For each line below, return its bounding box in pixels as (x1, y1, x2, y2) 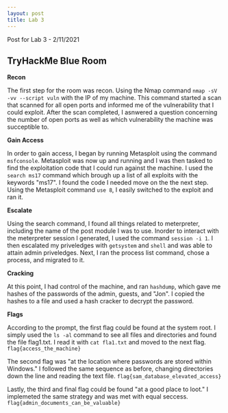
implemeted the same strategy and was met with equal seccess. (7, 392, 188, 401)
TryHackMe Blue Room (7, 55, 107, 66)
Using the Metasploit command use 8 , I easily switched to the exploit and (7, 186, 214, 194)
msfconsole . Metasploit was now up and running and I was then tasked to (7, 157, 213, 165)
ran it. (7, 193, 24, 201)
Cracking (7, 269, 34, 277)
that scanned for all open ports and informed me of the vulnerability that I (7, 101, 214, 110)
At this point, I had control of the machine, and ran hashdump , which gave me (7, 282, 221, 291)
